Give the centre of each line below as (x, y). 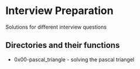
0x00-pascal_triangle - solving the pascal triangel (74, 59)
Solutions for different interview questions (56, 27)
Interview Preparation (59, 11)
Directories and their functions (63, 45)
